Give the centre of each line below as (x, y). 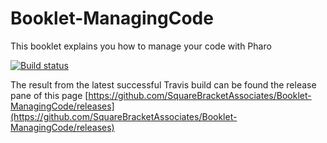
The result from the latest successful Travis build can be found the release (163, 84)
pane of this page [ (49, 95)
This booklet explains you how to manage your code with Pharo (141, 46)
